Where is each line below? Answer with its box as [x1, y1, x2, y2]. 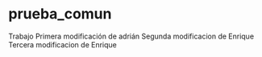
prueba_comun [8, 5, 112, 23]
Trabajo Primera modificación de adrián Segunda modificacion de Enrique [8, 31, 255, 41]
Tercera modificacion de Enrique [8, 39, 117, 49]
